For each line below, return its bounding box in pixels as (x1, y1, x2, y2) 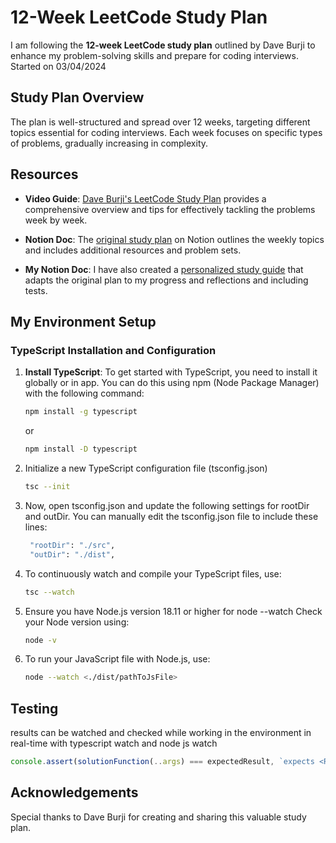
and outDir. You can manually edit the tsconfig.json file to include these (24, 510, 319, 522)
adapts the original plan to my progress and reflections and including (24, 274, 309, 286)
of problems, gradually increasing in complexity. (10, 137, 209, 149)
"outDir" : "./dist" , (29, 549, 116, 560)
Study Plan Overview (10, 89, 145, 106)
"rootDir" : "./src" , (29, 540, 116, 550)
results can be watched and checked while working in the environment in (10, 727, 312, 739)
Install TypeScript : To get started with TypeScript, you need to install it (24, 366, 318, 378)
